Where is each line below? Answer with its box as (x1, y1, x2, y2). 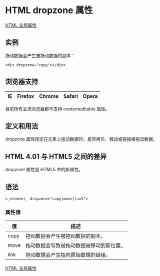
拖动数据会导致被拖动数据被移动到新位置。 (25, 242, 126, 249)
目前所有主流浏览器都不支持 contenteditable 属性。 (5, 106, 110, 112)
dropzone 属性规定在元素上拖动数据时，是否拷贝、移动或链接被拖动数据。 (5, 136, 157, 142)
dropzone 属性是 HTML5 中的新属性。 (5, 167, 83, 173)
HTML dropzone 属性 (5, 5, 93, 16)
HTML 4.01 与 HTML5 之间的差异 (5, 152, 107, 161)
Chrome (39, 92, 59, 99)
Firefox (17, 92, 34, 99)
